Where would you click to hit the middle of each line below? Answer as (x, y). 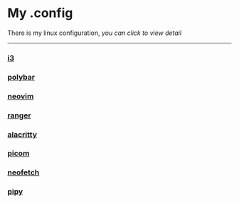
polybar (21, 77)
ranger (19, 115)
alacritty (22, 135)
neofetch (23, 172)
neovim (21, 96)
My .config (40, 13)
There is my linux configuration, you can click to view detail (95, 33)
